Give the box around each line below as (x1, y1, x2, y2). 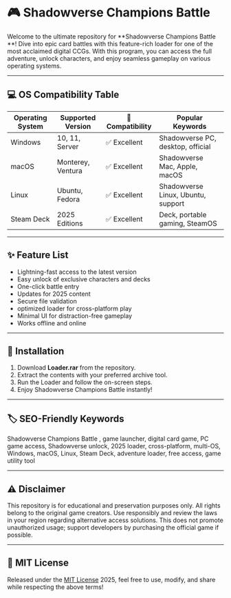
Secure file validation (16, 297, 77, 305)
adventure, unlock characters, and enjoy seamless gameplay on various (7, 54, 211, 62)
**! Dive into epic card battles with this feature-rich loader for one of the (7, 39, 213, 48)
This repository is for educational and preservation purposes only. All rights (7, 501, 221, 510)
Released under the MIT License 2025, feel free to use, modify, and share (7, 575, 216, 584)
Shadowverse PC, (159, 133, 217, 143)
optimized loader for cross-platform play (16, 304, 132, 312)
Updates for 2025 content (16, 290, 91, 298)
